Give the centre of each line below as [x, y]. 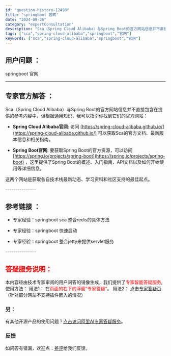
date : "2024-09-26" [26, 19]
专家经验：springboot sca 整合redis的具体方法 [61, 220]
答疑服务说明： [29, 269]
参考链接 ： [23, 206]
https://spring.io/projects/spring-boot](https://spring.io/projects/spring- [90, 156]
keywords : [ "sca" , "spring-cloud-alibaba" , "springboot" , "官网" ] [73, 39]
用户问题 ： [23, 60]
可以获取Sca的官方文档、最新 [128, 133]
